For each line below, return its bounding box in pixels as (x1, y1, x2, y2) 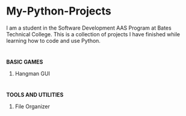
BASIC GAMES (6, 59, 43, 66)
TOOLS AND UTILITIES (6, 91, 64, 98)
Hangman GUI (14, 70, 50, 77)
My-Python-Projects (6, 4, 111, 18)
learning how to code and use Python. (6, 37, 101, 44)
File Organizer (14, 103, 50, 110)
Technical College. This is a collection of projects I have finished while (6, 30, 181, 37)
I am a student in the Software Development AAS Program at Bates (6, 24, 172, 31)
